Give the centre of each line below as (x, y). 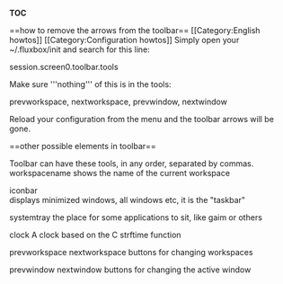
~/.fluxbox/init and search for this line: (80, 49)
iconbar (23, 191)
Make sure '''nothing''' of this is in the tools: (91, 84)
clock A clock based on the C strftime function (95, 235)
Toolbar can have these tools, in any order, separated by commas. (132, 164)
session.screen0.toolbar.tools (64, 67)
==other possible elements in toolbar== (83, 146)
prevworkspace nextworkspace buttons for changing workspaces (131, 252)
